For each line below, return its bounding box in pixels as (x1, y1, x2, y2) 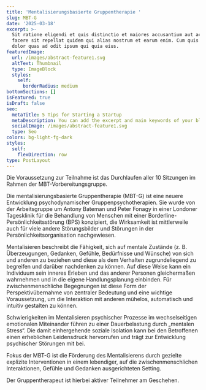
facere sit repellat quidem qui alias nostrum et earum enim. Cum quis (12, 37, 199, 44)
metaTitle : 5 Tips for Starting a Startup (12, 112, 122, 118)
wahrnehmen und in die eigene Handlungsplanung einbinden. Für (6, 276, 172, 283)
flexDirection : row (17, 151, 67, 158)
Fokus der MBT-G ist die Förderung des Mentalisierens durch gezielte (6, 352, 182, 359)
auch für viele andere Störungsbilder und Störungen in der (6, 225, 154, 232)
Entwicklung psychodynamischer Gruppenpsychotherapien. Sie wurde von (6, 199, 196, 206)
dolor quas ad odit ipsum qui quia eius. (12, 44, 120, 50)
